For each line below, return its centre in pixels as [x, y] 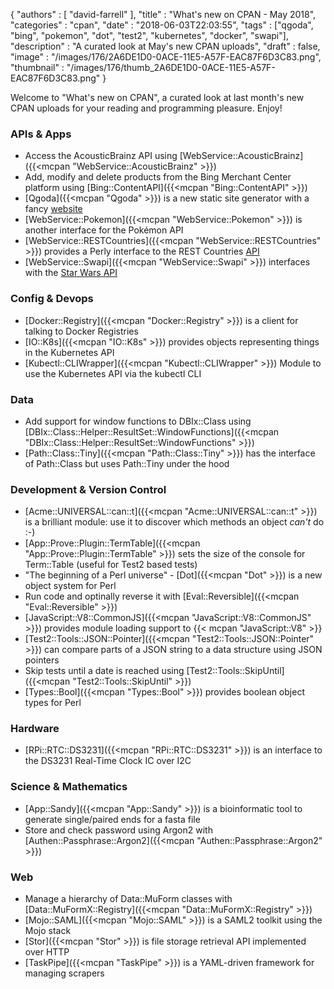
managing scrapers [64, 973]
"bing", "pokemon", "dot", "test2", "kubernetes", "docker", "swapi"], [149, 35]
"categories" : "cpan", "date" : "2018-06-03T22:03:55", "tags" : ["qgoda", [162, 25]
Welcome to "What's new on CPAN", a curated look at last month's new [157, 97]
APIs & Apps [41, 134]
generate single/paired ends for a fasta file [112, 819]
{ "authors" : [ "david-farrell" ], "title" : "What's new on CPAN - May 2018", [163, 14]
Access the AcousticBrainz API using [101, 156]
